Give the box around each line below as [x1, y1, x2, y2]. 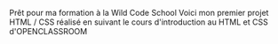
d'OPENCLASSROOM [9, 26, 88, 36]
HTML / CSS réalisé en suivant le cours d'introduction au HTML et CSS [9, 17, 268, 27]
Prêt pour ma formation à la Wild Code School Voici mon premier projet [9, 8, 269, 18]
